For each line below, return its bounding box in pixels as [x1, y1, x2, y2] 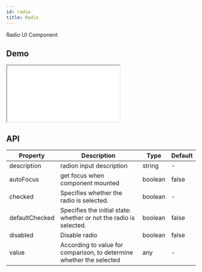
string [142, 162, 159, 170]
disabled [9, 231, 34, 239]
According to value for [60, 241, 123, 249]
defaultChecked [9, 213, 55, 222]
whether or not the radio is [60, 213, 135, 222]
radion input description [60, 162, 128, 170]
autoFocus [9, 176, 39, 184]
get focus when [60, 171, 105, 180]
